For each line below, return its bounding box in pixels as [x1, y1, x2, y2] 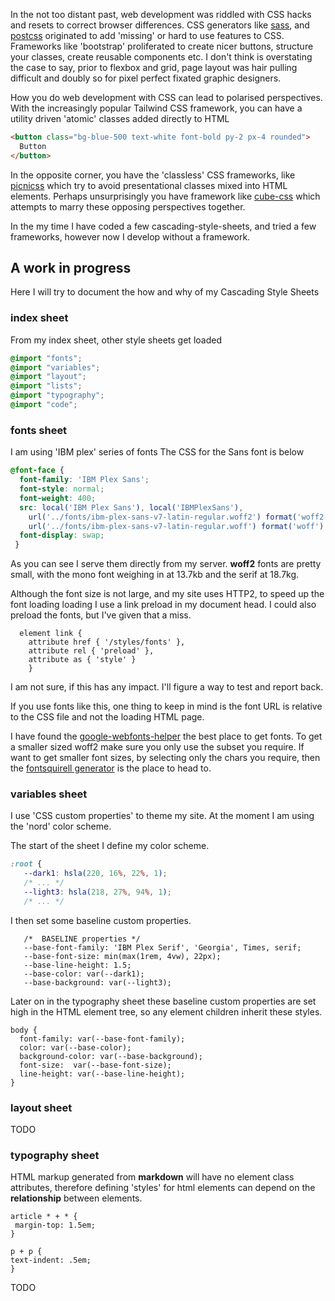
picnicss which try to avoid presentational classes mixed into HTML [10, 179, 288, 191]
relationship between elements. [10, 1192, 143, 1204]
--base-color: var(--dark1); [23, 969, 145, 979]
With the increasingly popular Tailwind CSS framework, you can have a [10, 102, 303, 114]
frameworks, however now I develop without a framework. [10, 230, 251, 243]
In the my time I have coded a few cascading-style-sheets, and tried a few [10, 220, 317, 232]
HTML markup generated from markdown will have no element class [10, 1171, 295, 1183]
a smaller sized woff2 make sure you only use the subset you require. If [10, 741, 305, 753]
